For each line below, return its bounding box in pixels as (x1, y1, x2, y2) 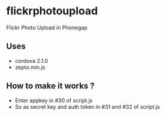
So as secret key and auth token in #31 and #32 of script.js (14, 103, 160, 110)
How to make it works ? (6, 81, 95, 91)
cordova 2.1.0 (14, 57, 49, 64)
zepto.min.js (14, 63, 46, 71)
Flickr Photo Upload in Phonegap (6, 24, 88, 31)
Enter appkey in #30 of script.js (14, 97, 93, 104)
